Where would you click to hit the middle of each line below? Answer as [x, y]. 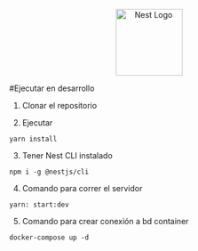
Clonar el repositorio [59, 105]
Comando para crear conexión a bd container [105, 221]
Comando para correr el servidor [82, 188]
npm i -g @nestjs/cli [49, 172]
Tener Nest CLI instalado [67, 155]
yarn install [33, 139]
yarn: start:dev [39, 205]
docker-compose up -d [49, 238]
